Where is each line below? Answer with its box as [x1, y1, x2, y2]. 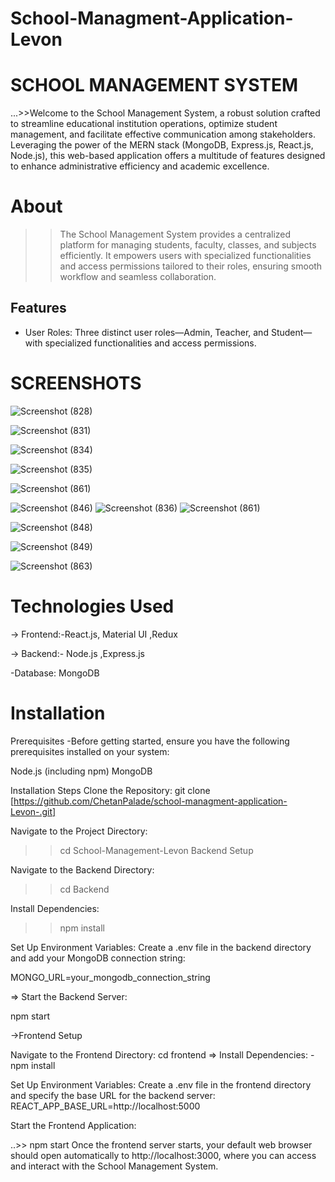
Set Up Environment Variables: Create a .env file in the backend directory [10, 941, 312, 953]
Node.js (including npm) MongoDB [10, 765, 153, 777]
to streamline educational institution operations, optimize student [10, 118, 278, 130]
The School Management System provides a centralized [59, 228, 292, 241]
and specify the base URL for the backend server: [10, 1089, 216, 1101]
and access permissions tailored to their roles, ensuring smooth [59, 260, 323, 272]
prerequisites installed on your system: [10, 745, 170, 757]
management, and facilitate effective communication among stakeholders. [10, 128, 317, 141]
